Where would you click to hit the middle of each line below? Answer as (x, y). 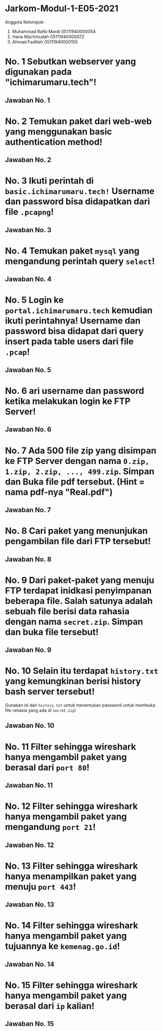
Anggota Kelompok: (25, 22)
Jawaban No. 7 (28, 510)
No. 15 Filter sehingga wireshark (71, 985)
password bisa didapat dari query (74, 331)
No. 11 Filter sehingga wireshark (71, 747)
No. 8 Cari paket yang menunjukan (76, 531)
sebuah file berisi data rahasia (67, 611)
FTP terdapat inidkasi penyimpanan (78, 590)
